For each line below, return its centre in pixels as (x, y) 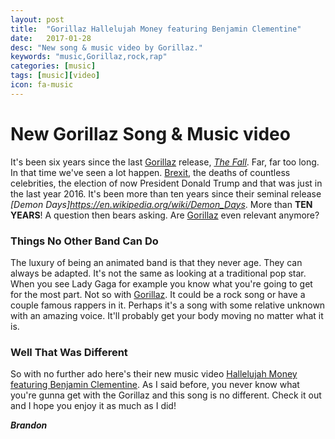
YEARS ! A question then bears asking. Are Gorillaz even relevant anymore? (165, 215)
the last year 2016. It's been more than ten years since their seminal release (166, 193)
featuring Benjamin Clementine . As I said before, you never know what (155, 385)
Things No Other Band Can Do (84, 241)
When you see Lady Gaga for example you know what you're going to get (161, 283)
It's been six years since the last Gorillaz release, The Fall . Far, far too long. (165, 162)
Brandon (29, 425)
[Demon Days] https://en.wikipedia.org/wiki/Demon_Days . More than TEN (161, 204)
